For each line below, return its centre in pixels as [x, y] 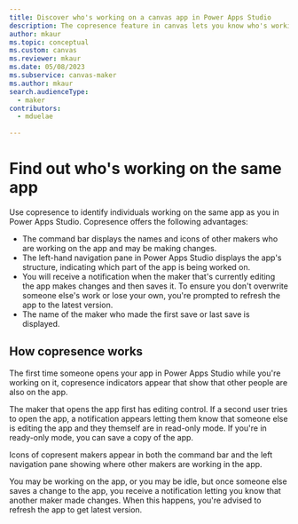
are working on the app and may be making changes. [119, 248]
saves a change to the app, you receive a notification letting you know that [145, 490]
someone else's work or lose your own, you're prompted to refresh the [151, 295]
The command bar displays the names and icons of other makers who [150, 238]
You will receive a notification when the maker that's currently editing [149, 276]
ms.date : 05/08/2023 [47, 67]
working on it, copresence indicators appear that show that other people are [149, 382]
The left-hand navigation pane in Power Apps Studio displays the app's [152, 258]
